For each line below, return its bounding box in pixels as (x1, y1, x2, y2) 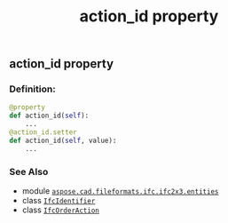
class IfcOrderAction (21, 204, 99, 215)
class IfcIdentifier (21, 195, 96, 206)
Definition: (9, 83, 56, 95)
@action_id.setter (9, 128, 77, 137)
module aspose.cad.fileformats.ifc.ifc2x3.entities (21, 186, 219, 196)
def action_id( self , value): (9, 136, 117, 145)
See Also (9, 165, 49, 178)
